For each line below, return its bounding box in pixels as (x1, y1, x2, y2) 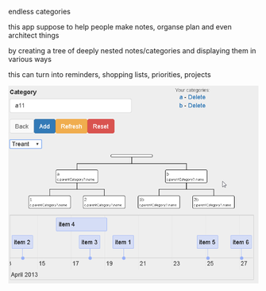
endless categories (8, 7, 71, 16)
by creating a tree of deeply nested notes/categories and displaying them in (8, 46, 256, 55)
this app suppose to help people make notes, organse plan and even (8, 22, 232, 31)
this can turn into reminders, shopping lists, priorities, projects (8, 70, 212, 79)
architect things (8, 31, 60, 40)
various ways (8, 55, 52, 64)
